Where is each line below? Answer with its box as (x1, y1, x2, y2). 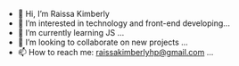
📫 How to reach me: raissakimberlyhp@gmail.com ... (17, 47, 214, 57)
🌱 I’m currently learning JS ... (17, 28, 125, 37)
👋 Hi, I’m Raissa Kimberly (17, 9, 110, 19)
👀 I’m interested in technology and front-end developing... (17, 18, 230, 29)
